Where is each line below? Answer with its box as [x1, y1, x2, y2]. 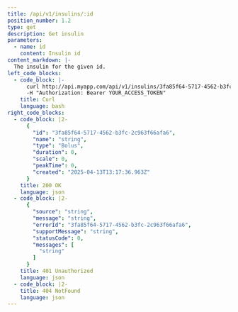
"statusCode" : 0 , [33, 235, 84, 242]
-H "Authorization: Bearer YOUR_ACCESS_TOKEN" [25, 89, 166, 96]
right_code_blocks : [7, 109, 65, 116]
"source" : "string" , [33, 208, 93, 216]
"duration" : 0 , [33, 149, 78, 156]
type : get [7, 23, 37, 30]
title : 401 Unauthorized [20, 267, 93, 274]
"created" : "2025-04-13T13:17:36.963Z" [33, 168, 151, 176]
